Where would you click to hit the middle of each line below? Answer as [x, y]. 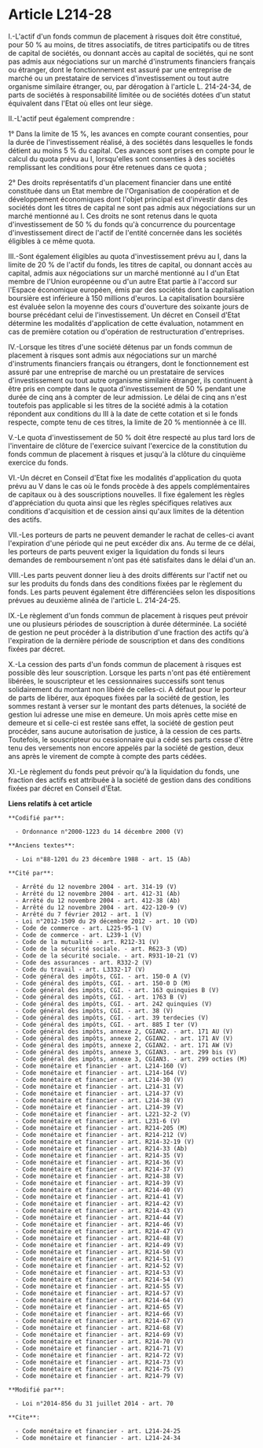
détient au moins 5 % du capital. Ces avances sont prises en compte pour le [131, 150]
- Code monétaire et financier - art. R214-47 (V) [100, 1231]
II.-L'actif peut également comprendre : [71, 118]
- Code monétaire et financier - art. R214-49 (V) [100, 1245]
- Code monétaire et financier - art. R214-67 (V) [100, 1320]
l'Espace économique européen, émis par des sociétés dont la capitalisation [131, 290]
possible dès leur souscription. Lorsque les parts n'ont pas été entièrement [130, 672]
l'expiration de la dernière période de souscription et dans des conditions [126, 640]
